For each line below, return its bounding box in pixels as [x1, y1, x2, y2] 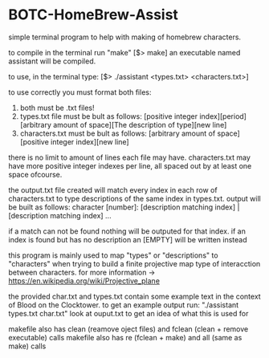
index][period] [199, 111, 247, 121]
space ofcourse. [8, 169, 63, 179]
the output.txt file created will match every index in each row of [8, 185, 218, 194]
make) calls [8, 341, 47, 351]
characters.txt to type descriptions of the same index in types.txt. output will [8, 193, 261, 203]
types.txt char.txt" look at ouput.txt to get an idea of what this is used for [8, 308, 249, 318]
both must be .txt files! [19, 103, 95, 112]
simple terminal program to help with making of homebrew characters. [8, 32, 242, 42]
